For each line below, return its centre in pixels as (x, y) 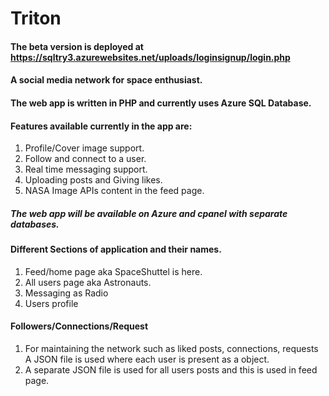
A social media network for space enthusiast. (106, 80)
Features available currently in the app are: (101, 126)
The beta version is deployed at (77, 46)
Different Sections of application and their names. (116, 249)
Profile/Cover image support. (84, 148)
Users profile (51, 303)
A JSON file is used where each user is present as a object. (147, 359)
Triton (36, 18)
